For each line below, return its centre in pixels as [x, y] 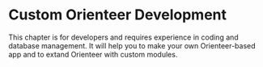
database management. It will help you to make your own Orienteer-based [132, 45]
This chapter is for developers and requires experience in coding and [123, 37]
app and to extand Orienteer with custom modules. [93, 54]
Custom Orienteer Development [118, 15]
